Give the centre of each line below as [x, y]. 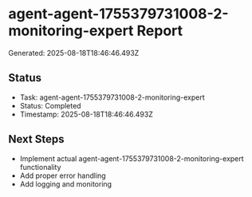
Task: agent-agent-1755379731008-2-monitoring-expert [112, 97]
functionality [40, 167]
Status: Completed [50, 105]
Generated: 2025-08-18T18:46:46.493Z [74, 53]
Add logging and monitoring [66, 183]
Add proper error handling [63, 175]
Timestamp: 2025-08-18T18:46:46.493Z [86, 114]
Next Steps [36, 139]
